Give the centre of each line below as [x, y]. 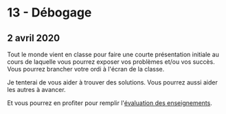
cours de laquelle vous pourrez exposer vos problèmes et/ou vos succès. [111, 62]
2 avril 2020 [34, 38]
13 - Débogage [49, 13]
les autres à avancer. [37, 90]
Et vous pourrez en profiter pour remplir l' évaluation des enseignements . [110, 103]
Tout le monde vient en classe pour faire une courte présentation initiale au [113, 54]
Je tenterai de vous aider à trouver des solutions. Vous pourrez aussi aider [112, 82]
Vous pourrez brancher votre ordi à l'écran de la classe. [86, 69]
